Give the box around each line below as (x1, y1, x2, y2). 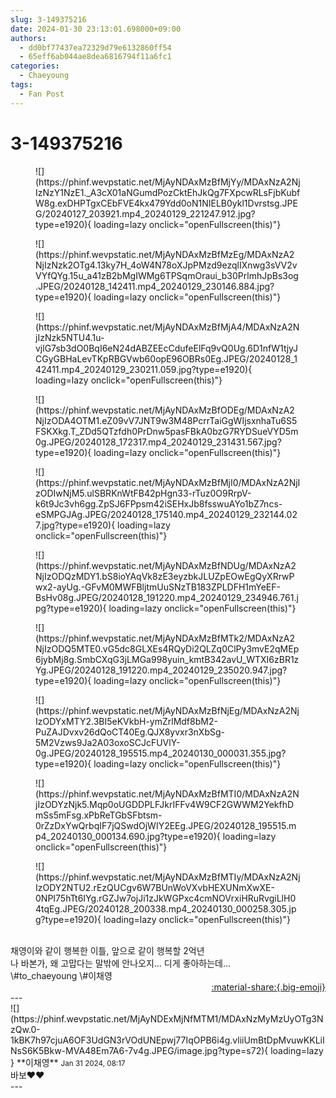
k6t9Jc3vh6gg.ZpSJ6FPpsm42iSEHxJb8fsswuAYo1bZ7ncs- (35, 497, 283, 510)
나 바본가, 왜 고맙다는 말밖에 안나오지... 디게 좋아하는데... (10, 957, 232, 969)
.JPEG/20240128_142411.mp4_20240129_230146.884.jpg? (35, 280, 275, 292)
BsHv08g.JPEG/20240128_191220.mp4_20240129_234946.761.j (35, 591, 299, 603)
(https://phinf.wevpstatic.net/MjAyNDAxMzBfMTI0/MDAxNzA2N (35, 787, 300, 800)
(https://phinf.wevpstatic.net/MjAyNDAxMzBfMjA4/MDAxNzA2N (35, 321, 300, 333)
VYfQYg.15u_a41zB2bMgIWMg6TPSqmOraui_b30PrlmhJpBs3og (35, 269, 299, 281)
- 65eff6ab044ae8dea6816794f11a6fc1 (19, 52, 172, 62)
